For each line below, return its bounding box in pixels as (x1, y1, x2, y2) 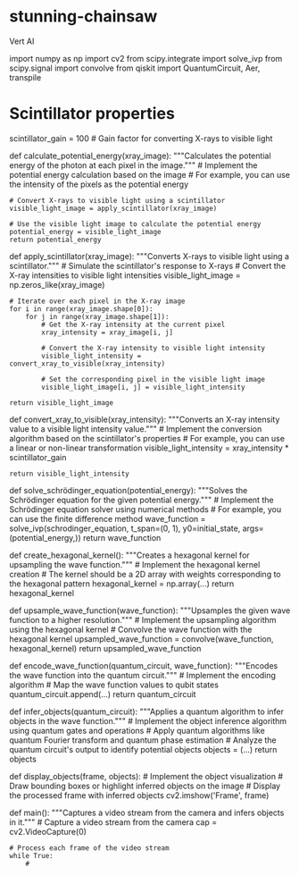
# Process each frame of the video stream (9, 843, 170, 853)
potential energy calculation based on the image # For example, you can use (9, 169, 290, 180)
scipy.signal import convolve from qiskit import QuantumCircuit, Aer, (9, 63, 261, 73)
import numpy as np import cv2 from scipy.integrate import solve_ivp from (9, 53, 283, 63)
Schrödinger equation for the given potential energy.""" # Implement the (9, 494, 274, 505)
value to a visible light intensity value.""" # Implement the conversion (9, 423, 262, 434)
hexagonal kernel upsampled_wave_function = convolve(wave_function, (9, 633, 274, 644)
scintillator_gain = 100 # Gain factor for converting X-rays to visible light (9, 132, 273, 144)
